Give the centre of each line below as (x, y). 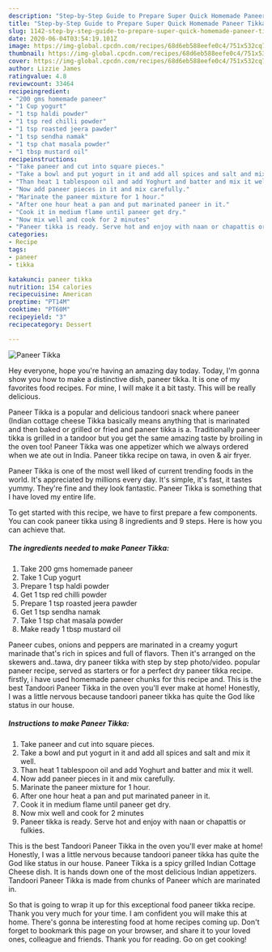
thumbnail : (27, 54)
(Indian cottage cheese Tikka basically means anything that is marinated (129, 420)
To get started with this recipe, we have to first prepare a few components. (133, 512)
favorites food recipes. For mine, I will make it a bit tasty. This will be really (132, 388)
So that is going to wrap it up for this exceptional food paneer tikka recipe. (132, 904)
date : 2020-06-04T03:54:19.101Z (63, 39)
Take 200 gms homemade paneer (76, 568)
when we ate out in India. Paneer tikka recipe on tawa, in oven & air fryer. (130, 455)
